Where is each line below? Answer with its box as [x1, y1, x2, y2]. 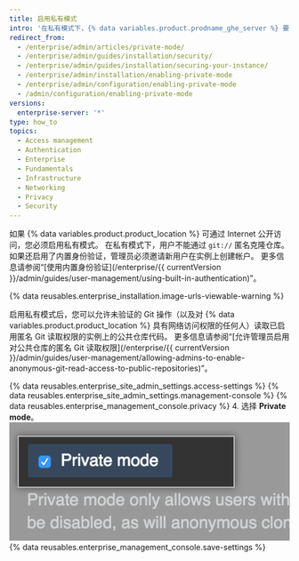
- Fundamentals [17, 164, 74, 173]
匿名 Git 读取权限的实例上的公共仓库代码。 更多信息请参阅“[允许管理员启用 [16, 332, 290, 342]
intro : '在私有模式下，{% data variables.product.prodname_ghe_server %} [9, 23, 279, 33]
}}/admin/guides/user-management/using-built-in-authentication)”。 [9, 273, 262, 284]
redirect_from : [9, 33, 66, 42]
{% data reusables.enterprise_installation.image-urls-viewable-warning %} [9, 291, 285, 301]
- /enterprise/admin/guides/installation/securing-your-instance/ [17, 61, 269, 70]
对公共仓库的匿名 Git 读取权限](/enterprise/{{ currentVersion [9, 342, 230, 353]
